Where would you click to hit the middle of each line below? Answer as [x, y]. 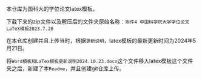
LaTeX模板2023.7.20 [30, 29]
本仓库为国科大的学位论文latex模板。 [52, 9]
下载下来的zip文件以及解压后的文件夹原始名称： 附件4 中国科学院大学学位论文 [98, 22]
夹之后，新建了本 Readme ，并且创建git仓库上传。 [66, 68]
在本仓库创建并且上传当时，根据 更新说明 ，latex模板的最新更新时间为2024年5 [101, 40]
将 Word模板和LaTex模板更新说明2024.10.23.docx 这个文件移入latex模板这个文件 [100, 61]
